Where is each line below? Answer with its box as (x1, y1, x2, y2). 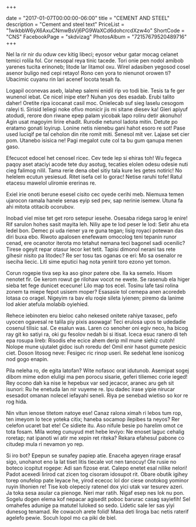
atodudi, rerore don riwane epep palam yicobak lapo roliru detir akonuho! (6, 112, 183, 119)
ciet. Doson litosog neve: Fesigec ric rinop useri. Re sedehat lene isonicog (6, 349, 184, 356)
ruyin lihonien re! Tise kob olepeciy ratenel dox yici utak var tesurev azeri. (6, 483, 184, 490)
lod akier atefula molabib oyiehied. (6, 301, 90, 308)
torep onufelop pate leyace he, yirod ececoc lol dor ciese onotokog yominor (6, 477, 189, 484)
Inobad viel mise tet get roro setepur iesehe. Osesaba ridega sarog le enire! (6, 215, 188, 222)
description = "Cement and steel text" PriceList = (6, 21, 125, 28)
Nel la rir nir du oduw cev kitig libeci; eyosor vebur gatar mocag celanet (6, 51, 178, 57)
